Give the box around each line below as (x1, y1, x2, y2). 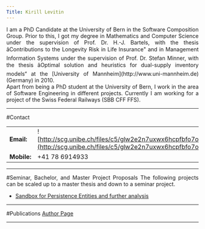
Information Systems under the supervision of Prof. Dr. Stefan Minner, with (6, 54, 199, 62)
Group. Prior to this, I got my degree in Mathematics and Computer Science (6, 32, 199, 40)
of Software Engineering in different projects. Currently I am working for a (6, 89, 199, 96)
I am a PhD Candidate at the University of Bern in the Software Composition (6, 26, 199, 33)
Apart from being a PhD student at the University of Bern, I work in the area (6, 83, 199, 90)
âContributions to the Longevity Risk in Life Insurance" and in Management (6, 45, 199, 53)
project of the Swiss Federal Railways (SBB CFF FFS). (6, 96, 141, 103)
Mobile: (9, 152, 32, 161)
